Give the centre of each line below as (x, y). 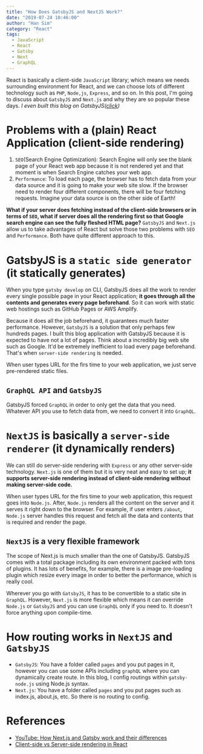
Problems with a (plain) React (82, 130)
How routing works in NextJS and (89, 637)
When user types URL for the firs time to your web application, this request (99, 497)
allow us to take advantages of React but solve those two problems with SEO (101, 229)
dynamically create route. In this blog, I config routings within (91, 677)
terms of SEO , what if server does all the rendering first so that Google (95, 216)
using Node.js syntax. (62, 683)
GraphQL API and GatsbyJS (54, 390)
